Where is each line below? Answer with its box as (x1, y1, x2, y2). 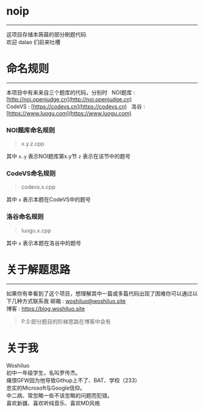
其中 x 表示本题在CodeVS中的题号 (6, 196, 91, 203)
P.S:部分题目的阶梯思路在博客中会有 (21, 317, 111, 325)
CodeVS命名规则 (6, 169, 56, 178)
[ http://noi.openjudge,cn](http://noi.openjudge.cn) (6, 95, 132, 103)
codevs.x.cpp (21, 183, 56, 191)
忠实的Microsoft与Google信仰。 (6, 384, 86, 391)
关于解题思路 (6, 263, 71, 277)
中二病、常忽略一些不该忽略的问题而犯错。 (6, 391, 113, 399)
